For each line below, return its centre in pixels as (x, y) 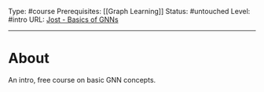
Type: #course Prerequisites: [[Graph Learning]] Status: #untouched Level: (129, 11)
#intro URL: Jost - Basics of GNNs (64, 19)
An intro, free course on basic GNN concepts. (82, 80)
